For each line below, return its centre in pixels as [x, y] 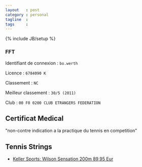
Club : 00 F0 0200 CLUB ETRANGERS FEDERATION [53, 102]
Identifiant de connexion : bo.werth [42, 63]
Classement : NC [22, 82]
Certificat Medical [34, 118]
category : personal [27, 15]
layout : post [22, 10]
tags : [17, 24]
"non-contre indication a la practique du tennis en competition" [71, 131]
